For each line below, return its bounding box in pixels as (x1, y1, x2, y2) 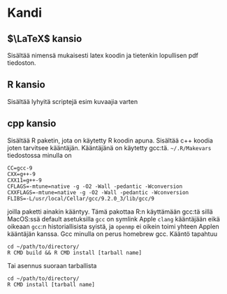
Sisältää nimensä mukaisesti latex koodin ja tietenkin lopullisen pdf (7, 51, 199, 59)
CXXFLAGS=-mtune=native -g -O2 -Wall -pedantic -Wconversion (7, 189, 189, 196)
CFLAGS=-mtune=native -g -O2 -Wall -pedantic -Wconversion (7, 183, 183, 190)
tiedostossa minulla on (7, 151, 72, 159)
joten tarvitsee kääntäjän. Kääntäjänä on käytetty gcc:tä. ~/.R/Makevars (7, 143, 212, 152)
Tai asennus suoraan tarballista (7, 261, 97, 270)
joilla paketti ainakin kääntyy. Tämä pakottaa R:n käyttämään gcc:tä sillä (7, 207, 213, 216)
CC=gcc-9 (7, 164, 33, 172)
